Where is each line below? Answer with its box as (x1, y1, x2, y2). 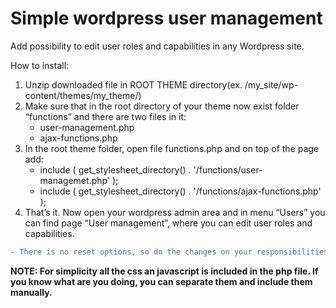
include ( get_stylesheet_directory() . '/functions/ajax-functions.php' (39, 185, 322, 197)
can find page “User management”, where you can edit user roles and (24, 217, 313, 229)
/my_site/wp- (244, 78, 298, 91)
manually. (10, 286, 53, 298)
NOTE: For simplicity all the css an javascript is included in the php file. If (10, 265, 319, 277)
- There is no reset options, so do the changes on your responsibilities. (10, 247, 333, 257)
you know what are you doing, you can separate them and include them (10, 275, 313, 287)
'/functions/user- (193, 163, 263, 176)
